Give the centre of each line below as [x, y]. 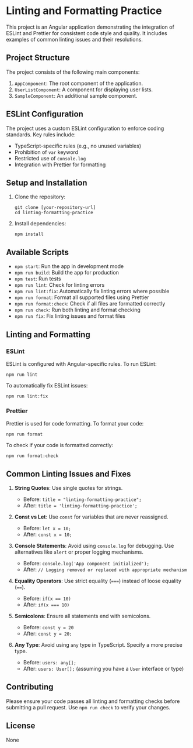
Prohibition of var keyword [46, 152]
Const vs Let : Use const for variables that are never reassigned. [91, 517]
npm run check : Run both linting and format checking [78, 310]
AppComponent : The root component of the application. [79, 83]
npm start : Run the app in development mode [69, 266]
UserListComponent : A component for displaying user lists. [84, 90]
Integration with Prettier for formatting [60, 164]
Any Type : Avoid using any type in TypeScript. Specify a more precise [98, 644]
